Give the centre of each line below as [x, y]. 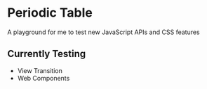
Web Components [44, 78]
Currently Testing [47, 54]
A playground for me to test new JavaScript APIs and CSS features [103, 32]
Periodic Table [50, 13]
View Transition [40, 70]
